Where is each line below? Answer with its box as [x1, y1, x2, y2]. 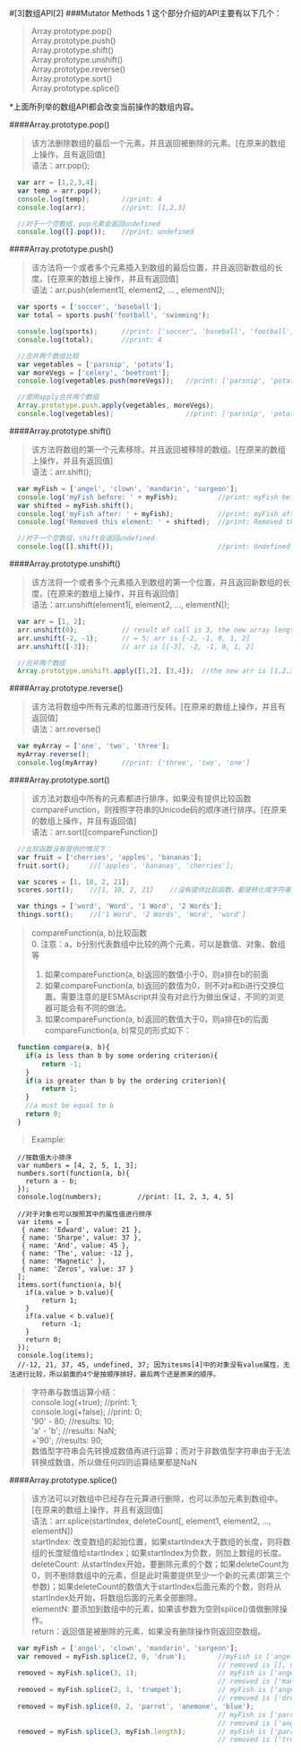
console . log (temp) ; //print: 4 [17, 194, 163, 203]
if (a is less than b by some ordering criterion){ [25, 1051, 219, 1060]
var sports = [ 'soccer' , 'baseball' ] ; [17, 303, 163, 312]
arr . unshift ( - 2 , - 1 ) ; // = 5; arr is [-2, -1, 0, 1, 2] [17, 634, 251, 643]
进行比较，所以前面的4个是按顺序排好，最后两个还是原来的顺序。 [15, 1369, 220, 1378]
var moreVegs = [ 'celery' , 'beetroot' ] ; [17, 368, 170, 377]
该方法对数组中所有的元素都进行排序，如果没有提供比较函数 [30, 792, 252, 804]
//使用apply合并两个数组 [17, 393, 99, 401]
